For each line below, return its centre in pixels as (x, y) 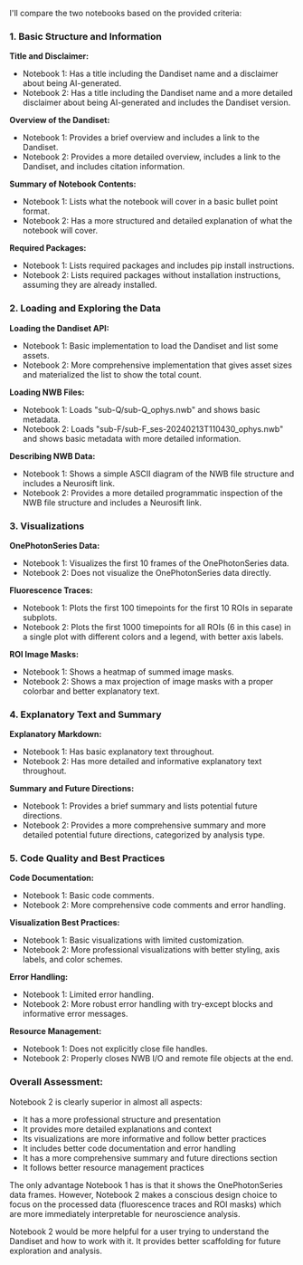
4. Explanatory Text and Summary (85, 714)
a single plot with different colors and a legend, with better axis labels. (153, 637)
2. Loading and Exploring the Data (85, 309)
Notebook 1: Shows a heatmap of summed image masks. (128, 671)
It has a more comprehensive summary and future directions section (150, 1157)
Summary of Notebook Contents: (73, 184)
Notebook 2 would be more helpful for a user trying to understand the (139, 1231)
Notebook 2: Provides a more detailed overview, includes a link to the (151, 157)
